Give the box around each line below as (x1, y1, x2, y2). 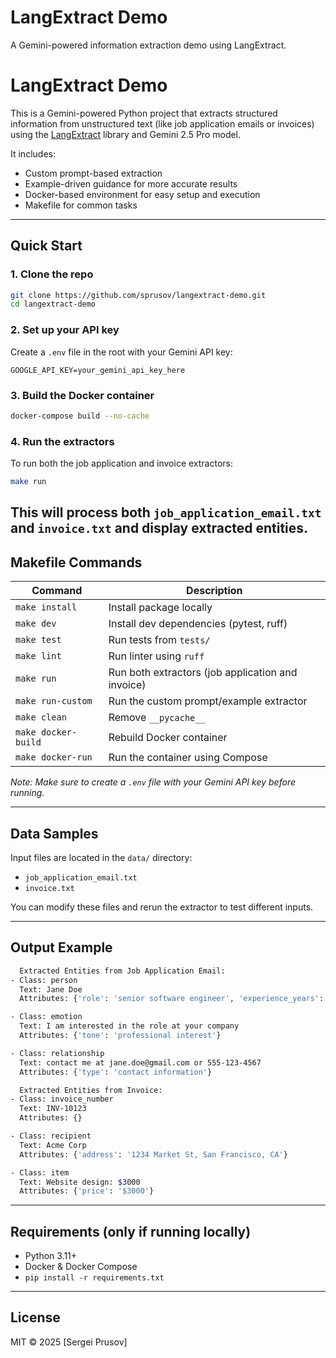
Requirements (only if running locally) (10, 1223, 252, 1240)
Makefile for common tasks (24, 199, 138, 211)
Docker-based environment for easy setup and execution (24, 188, 261, 200)
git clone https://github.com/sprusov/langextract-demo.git (10, 290, 267, 300)
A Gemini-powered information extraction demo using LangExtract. (10, 39, 287, 51)
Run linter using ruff (108, 649, 205, 663)
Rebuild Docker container (108, 731, 228, 745)
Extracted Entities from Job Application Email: (19, 966, 226, 976)
